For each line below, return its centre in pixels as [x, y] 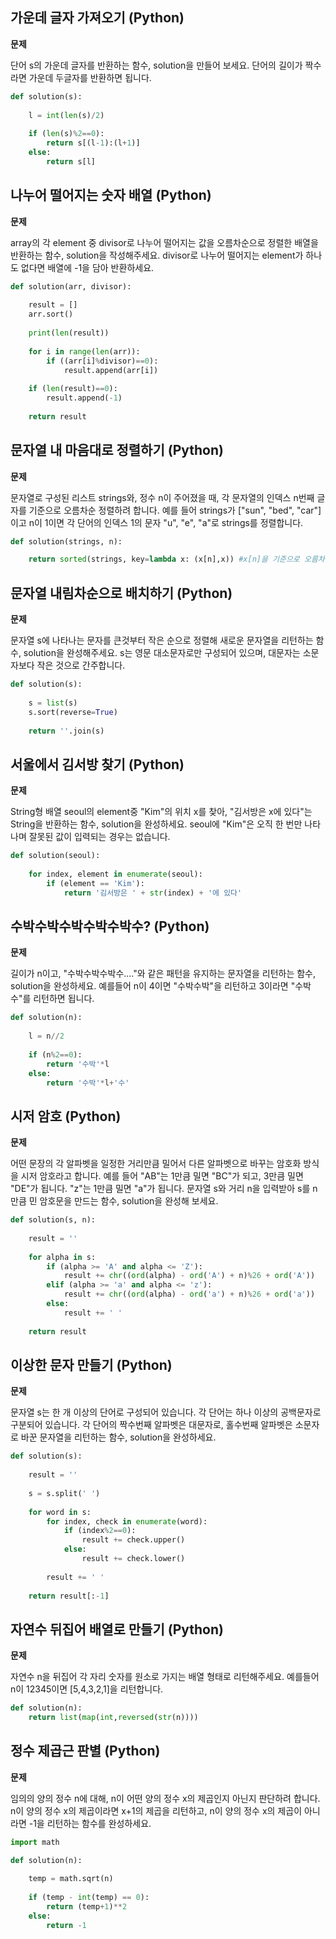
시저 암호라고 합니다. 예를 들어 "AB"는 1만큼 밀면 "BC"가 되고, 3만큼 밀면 [162, 1176]
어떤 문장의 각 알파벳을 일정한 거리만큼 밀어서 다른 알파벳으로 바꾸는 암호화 [156, 1164]
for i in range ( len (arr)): [84, 351]
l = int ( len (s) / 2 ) [66, 115]
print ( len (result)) [69, 333]
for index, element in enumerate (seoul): [115, 874]
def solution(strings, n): [66, 541]
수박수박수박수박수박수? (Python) [110, 926]
